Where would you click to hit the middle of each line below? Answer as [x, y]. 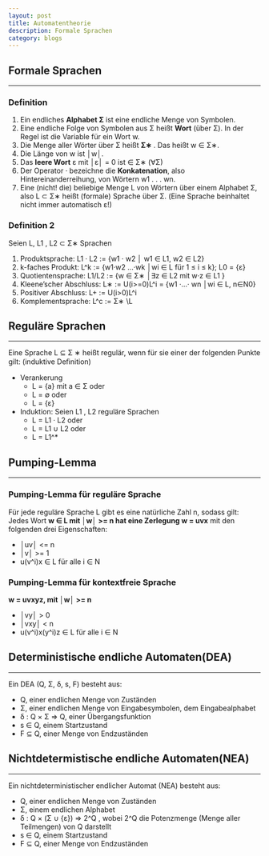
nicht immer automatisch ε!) [66, 205]
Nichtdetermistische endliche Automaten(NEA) [129, 759]
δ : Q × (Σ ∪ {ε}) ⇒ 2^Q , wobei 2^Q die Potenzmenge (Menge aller [130, 818]
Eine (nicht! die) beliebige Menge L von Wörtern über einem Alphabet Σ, [139, 188]
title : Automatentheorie [50, 23]
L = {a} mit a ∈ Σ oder [68, 386]
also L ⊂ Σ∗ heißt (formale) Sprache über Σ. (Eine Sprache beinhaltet [134, 196]
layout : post [30, 16]
